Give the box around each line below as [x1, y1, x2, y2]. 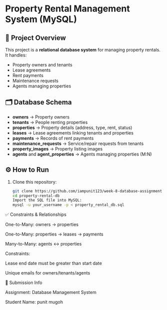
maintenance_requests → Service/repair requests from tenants [12, 140, 144, 146]
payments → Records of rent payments [12, 135, 94, 141]
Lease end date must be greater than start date [5, 260, 102, 266]
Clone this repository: [12, 178, 57, 185]
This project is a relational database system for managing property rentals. [5, 47, 161, 52]
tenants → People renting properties [12, 119, 88, 125]
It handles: [5, 52, 27, 58]
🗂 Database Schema [5, 98, 72, 106]
